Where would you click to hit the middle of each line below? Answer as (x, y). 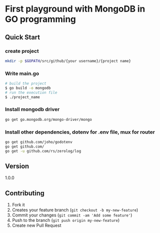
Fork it (18, 205)
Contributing (25, 193)
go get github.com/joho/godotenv (39, 142)
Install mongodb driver (32, 109)
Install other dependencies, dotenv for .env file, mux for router (80, 132)
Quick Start (23, 37)
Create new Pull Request (37, 225)
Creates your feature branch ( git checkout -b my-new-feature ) (75, 210)
